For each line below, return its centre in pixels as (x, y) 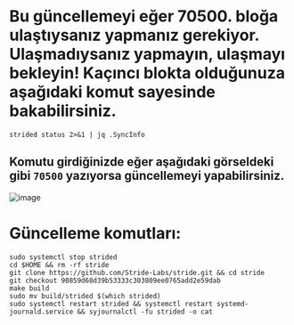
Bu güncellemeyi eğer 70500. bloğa (144, 16)
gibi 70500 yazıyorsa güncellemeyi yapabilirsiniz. (147, 176)
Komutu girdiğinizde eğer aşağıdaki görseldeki (142, 162)
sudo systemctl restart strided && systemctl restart (111, 304)
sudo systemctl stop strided (63, 257)
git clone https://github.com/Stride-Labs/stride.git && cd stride (137, 272)
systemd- (233, 304)
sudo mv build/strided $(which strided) (86, 296)
